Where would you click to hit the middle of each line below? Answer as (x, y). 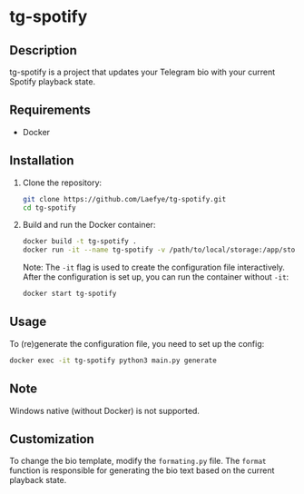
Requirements (50, 110)
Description (43, 50)
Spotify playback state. (53, 82)
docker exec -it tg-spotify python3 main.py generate (113, 361)
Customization (52, 439)
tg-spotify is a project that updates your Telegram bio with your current (142, 72)
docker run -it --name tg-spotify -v (94, 250)
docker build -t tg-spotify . (80, 242)
